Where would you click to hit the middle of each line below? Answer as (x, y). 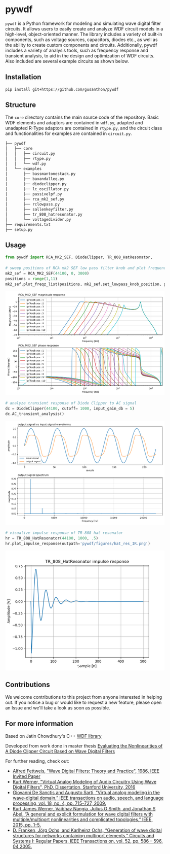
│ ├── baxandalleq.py (35, 179)
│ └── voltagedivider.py (38, 219)
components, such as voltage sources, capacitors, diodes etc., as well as (81, 40)
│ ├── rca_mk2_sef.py (35, 199)
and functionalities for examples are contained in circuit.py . (69, 133)
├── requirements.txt (28, 224)
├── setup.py (19, 229)
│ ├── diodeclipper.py (36, 184)
